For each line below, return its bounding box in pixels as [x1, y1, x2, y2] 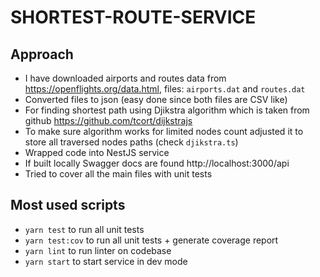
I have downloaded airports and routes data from [24, 72, 227, 84]
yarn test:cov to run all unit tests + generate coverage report [24, 234, 279, 246]
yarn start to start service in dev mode [24, 255, 188, 267]
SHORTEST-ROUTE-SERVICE [10, 6, 257, 29]
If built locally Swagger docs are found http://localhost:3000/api [24, 157, 290, 169]
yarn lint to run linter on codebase [24, 244, 172, 256]
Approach [10, 46, 74, 63]
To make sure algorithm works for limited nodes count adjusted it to [24, 126, 304, 137]
